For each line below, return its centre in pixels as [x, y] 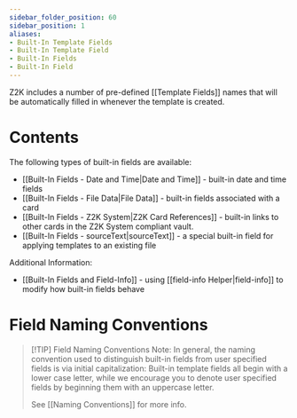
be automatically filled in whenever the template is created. [117, 101]
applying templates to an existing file [89, 245]
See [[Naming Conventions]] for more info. [109, 404]
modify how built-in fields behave [83, 288]
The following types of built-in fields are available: [101, 162]
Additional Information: [51, 262]
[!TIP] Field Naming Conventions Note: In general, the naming [143, 349]
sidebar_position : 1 [47, 26]
